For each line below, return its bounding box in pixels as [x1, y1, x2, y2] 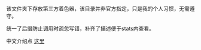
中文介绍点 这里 [6, 38, 45, 44]
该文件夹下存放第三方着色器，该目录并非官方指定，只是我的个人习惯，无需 [6, 5, 190, 12]
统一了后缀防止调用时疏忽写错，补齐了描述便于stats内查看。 [6, 25, 154, 32]
